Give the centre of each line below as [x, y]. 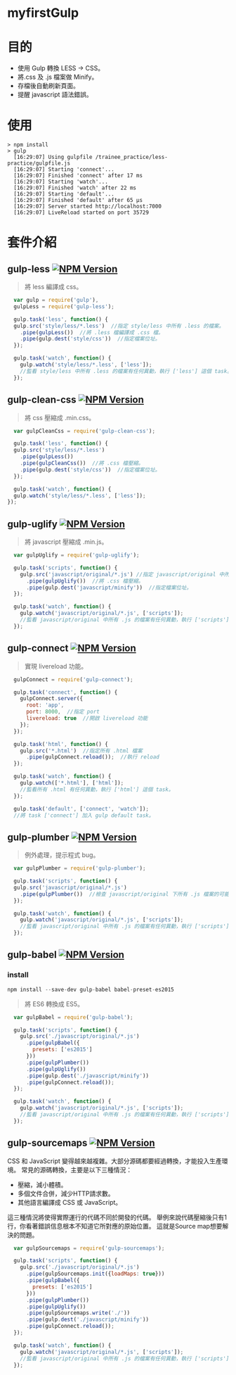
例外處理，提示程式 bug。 [62, 855]
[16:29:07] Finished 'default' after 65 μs [78, 201]
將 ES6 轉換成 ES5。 [54, 1003]
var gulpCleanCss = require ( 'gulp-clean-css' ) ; [85, 431]
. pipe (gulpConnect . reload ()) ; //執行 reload [92, 757]
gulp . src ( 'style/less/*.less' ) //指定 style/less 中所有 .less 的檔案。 [119, 326]
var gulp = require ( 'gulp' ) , [56, 300]
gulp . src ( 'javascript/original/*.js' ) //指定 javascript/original [118, 574]
